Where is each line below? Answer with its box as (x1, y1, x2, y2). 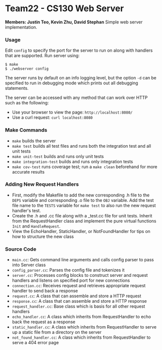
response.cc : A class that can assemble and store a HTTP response (12, 298, 147, 304)
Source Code (5, 246, 36, 253)
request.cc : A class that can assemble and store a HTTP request (12, 293, 142, 299)
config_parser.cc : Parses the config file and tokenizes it (12, 267, 125, 273)
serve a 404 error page (12, 340, 59, 346)
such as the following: (5, 100, 49, 106)
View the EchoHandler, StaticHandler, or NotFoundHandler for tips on (12, 228, 150, 234)
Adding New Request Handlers (5, 181, 79, 188)
